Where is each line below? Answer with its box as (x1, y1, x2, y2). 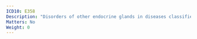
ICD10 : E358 (6, 8, 35, 14)
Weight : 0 (6, 24, 30, 30)
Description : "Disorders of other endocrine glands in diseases (6, 14, 167, 19)
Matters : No (6, 19, 35, 25)
